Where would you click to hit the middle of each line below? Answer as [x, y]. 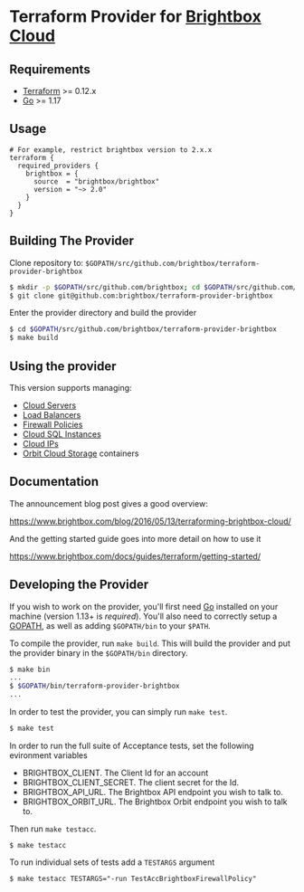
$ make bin [30, 669]
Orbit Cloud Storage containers [81, 453]
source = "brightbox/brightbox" [96, 181]
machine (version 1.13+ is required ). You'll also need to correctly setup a [143, 616]
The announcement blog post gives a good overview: [109, 503]
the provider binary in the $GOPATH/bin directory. [99, 652]
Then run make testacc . [53, 829]
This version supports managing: [71, 387]
